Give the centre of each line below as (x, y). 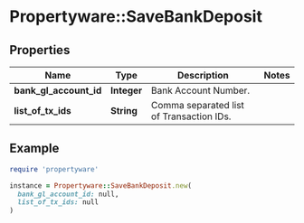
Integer (126, 90)
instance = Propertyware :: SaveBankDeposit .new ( (101, 186)
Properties (40, 50)
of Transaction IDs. (191, 116)
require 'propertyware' (54, 169)
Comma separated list (197, 105)
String (124, 111)
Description (203, 75)
